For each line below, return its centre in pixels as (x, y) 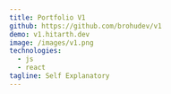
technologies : (36, 51)
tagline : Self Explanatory (60, 76)
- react (32, 68)
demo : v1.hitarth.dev (50, 34)
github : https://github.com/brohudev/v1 (86, 26)
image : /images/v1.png (51, 43)
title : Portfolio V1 (48, 17)
